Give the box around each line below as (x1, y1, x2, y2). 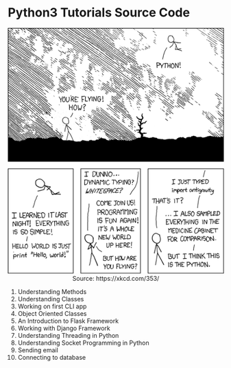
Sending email (17, 346, 59, 354)
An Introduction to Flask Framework (17, 317, 119, 325)
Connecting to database (17, 354, 86, 362)
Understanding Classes (17, 295, 84, 303)
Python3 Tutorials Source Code (8, 5, 191, 21)
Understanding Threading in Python (17, 332, 119, 340)
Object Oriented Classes (17, 310, 88, 318)
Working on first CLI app (17, 302, 87, 310)
